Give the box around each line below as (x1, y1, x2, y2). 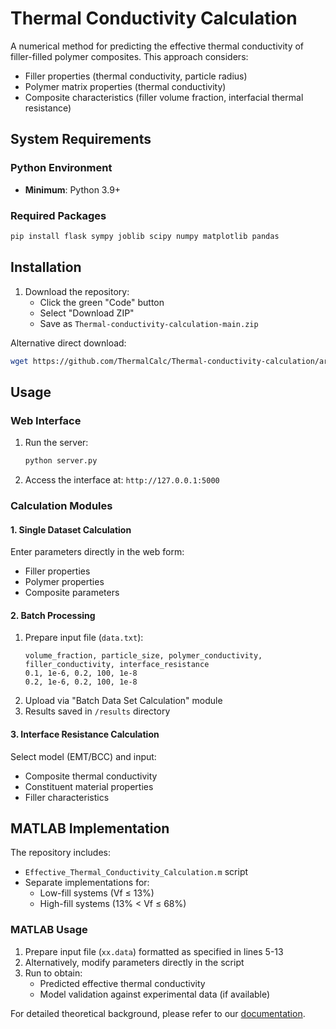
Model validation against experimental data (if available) (39, 988, 271, 1000)
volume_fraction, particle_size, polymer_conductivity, (24, 651, 263, 661)
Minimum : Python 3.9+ (24, 183, 122, 196)
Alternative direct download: (10, 337, 127, 349)
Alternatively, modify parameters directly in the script (24, 956, 245, 968)
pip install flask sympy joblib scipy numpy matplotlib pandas (10, 231, 280, 241)
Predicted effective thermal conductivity (39, 977, 206, 989)
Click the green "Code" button (39, 296, 165, 308)
